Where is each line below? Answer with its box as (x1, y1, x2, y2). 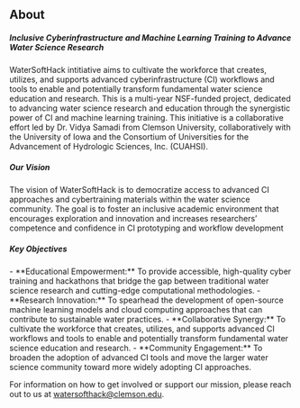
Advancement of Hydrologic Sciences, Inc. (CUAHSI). (9, 141, 209, 152)
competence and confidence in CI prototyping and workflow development (9, 222, 284, 233)
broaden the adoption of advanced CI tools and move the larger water (9, 352, 268, 363)
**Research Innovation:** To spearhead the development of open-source (9, 295, 284, 305)
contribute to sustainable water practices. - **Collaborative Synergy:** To (9, 314, 286, 325)
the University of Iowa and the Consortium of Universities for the (9, 131, 250, 142)
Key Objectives (9, 243, 68, 254)
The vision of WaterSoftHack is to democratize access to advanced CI (9, 185, 270, 195)
